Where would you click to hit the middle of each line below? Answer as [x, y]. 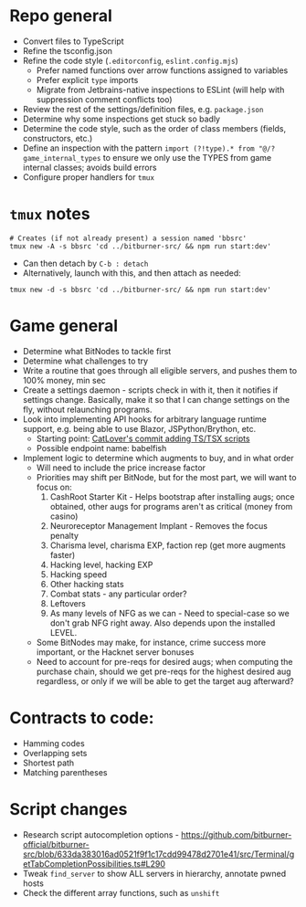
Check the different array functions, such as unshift [121, 892]
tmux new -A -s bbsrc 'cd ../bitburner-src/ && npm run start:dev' [141, 246]
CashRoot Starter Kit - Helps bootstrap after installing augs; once [172, 496]
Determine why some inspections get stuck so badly [121, 119]
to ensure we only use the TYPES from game [187, 157]
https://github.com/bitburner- [237, 834]
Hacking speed [79, 574]
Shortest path [48, 763]
